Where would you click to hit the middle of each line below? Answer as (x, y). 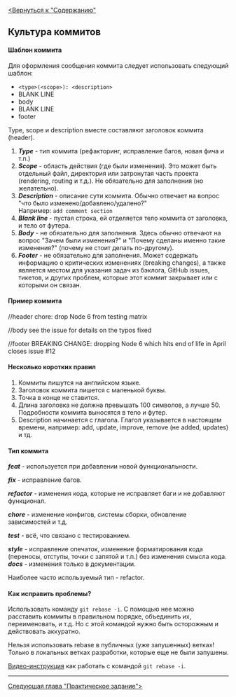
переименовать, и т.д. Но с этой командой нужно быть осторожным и (113, 624)
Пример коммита (35, 301)
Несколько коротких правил (52, 367)
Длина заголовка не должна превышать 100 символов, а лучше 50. (119, 405)
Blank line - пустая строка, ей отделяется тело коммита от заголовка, (123, 218)
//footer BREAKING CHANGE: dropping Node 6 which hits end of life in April (117, 343)
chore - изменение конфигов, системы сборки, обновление (97, 515)
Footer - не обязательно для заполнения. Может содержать (108, 255)
